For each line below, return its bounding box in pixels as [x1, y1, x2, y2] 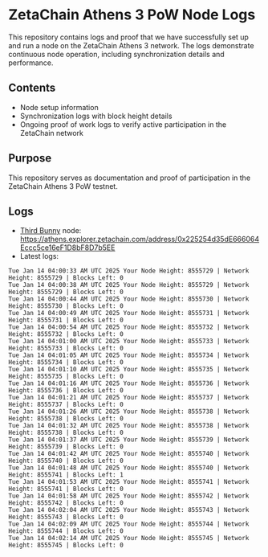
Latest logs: [19, 252, 59, 261]
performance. [8, 58, 54, 68]
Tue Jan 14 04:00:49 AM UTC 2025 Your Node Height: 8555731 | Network [8, 309, 250, 317]
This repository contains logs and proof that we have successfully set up [8, 32, 249, 42]
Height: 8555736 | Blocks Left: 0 [8, 387, 124, 395]
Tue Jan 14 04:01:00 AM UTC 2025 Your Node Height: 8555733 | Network [8, 338, 250, 346]
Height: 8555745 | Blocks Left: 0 [8, 541, 124, 550]
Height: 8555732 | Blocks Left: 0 [8, 330, 124, 338]
